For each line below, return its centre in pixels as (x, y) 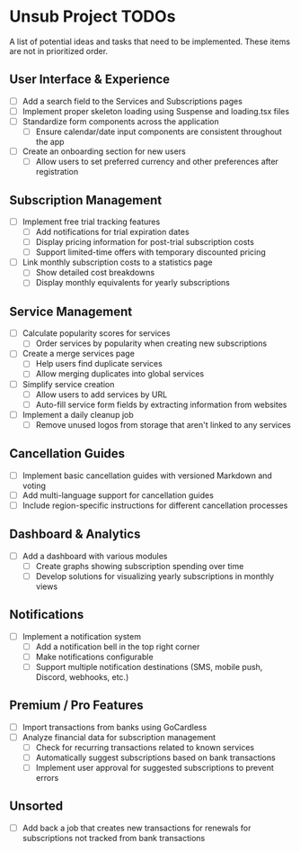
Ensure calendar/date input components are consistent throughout (159, 131)
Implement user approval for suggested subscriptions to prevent (154, 767)
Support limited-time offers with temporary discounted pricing (151, 252)
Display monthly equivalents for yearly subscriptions (133, 283)
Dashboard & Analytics (75, 535)
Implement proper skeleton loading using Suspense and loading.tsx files (156, 111)
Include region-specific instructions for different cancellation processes (155, 505)
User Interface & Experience (90, 80)
